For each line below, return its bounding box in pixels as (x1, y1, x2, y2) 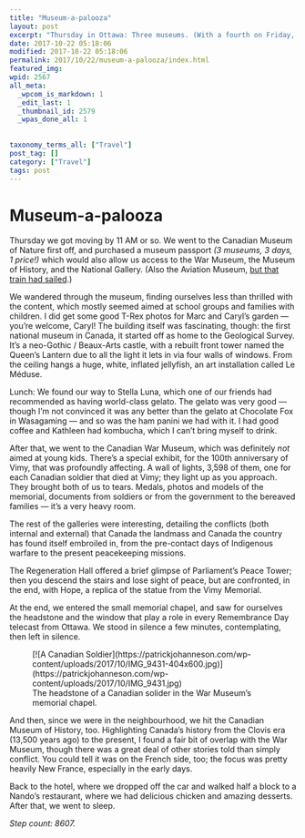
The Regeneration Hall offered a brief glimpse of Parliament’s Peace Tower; (9, 566, 292, 577)
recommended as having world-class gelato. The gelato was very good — (9, 396, 288, 407)
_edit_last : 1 (17, 97, 71, 107)
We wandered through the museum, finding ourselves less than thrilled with (9, 291, 293, 302)
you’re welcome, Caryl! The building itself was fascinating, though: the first (9, 321, 291, 332)
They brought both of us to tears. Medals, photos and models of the (9, 482, 264, 493)
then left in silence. (9, 631, 81, 642)
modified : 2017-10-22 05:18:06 (9, 47, 128, 56)
